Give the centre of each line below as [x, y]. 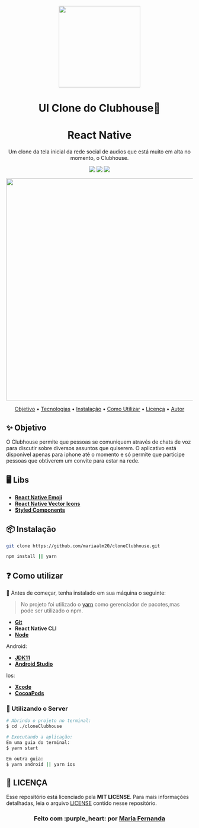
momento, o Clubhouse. [99, 158]
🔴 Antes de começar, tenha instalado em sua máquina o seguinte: [86, 593]
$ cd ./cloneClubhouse [34, 726]
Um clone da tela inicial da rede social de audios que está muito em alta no [99, 152]
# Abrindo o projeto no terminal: [49, 721]
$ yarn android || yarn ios [41, 764]
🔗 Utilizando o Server [37, 709]
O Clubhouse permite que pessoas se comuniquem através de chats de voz [99, 442]
